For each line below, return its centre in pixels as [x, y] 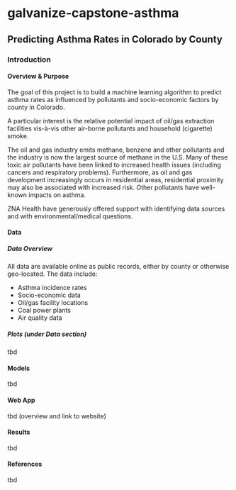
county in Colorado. [36, 107]
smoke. [18, 135]
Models [19, 368]
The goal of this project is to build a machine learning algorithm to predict [114, 92]
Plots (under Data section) [47, 334]
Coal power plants [44, 311]
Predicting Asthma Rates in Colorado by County [115, 39]
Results [19, 432]
